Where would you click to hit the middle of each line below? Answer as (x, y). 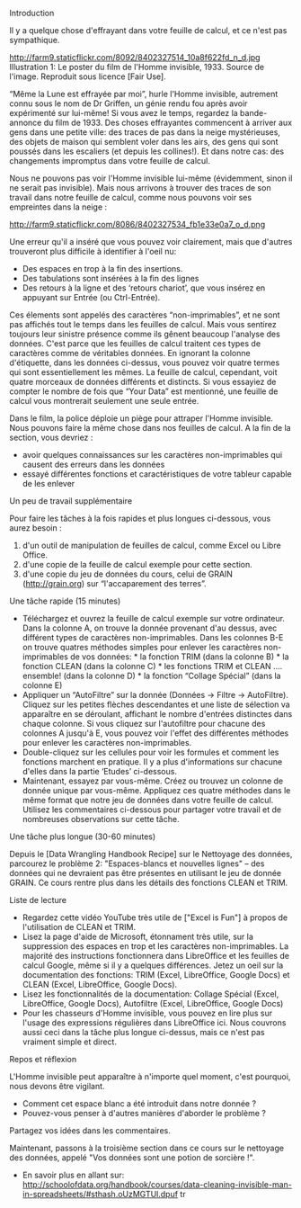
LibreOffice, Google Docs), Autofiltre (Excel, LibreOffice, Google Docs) (153, 1003)
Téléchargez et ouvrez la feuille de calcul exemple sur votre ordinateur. (154, 618)
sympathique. (35, 40)
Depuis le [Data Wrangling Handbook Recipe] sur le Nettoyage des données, (151, 854)
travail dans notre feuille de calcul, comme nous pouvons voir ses (131, 197)
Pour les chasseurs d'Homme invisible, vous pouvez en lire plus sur (147, 1013)
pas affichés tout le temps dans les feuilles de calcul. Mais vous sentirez (143, 324)
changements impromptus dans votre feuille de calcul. (110, 161)
